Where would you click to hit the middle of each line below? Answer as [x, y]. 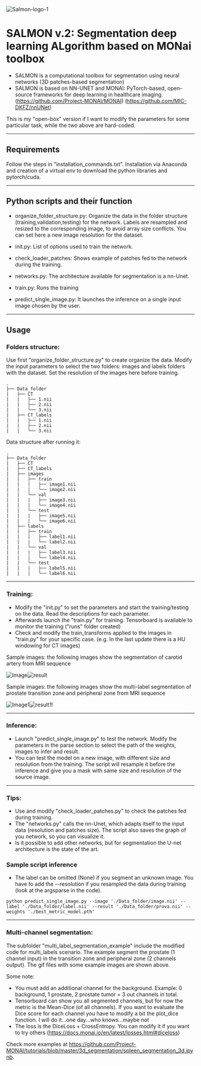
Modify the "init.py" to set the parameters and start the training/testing [102, 607]
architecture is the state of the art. [57, 849]
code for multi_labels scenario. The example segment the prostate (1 [91, 952]
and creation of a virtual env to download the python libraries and [87, 170]
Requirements [33, 150]
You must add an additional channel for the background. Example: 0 [98, 988]
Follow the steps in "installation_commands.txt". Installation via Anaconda [97, 164]
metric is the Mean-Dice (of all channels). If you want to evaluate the [99, 1007]
